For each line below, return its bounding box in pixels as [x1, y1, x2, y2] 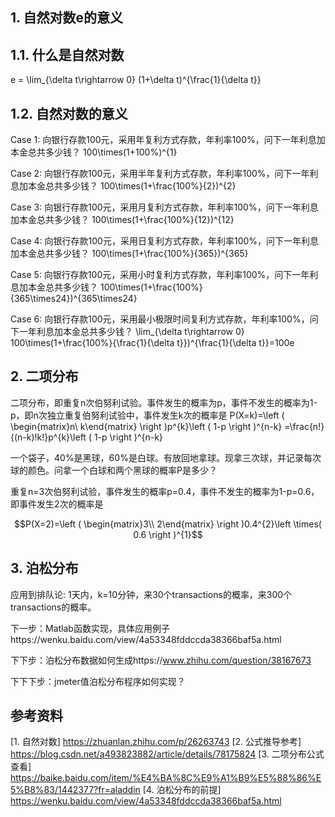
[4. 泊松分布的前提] [142, 784, 222, 796]
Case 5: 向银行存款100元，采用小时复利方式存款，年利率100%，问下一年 [10, 269, 310, 281]
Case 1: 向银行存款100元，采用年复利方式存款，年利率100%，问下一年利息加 [10, 134, 326, 146]
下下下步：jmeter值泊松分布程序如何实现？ [10, 675, 186, 687]
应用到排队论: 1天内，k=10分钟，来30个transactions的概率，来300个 [10, 588, 293, 600]
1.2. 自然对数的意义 [10, 105, 128, 122]
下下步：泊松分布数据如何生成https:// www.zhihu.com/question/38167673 [10, 654, 312, 666]
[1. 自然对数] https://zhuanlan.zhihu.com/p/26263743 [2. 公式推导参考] [10, 736, 302, 748]
